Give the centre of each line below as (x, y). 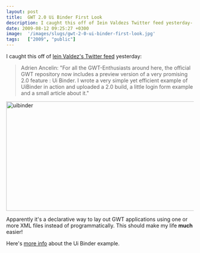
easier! (15, 232)
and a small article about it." (55, 93)
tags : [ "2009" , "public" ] (41, 39)
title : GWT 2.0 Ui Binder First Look (54, 17)
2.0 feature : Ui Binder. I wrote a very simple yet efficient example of (104, 80)
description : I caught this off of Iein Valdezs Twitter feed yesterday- (100, 23)
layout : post (22, 12)
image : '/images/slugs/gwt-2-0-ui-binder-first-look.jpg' (81, 34)
